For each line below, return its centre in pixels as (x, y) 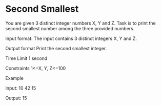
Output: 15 (16, 98)
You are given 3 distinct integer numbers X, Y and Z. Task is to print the (80, 23)
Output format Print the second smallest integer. (56, 48)
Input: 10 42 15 (21, 88)
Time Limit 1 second (26, 58)
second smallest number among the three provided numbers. (70, 28)
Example (15, 78)
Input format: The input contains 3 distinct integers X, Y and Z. (71, 38)
